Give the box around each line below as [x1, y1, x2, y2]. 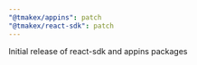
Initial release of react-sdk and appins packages [8, 45, 188, 56]
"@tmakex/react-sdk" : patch [8, 21, 115, 30]
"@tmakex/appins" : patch [8, 12, 102, 22]
